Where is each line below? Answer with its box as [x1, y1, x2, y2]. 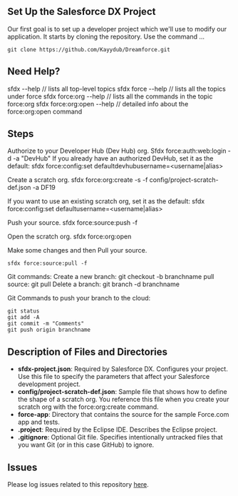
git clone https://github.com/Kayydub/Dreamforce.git [7, 46, 171, 53]
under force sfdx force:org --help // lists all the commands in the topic [7, 92, 213, 101]
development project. [17, 380, 81, 388]
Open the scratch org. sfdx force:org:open [7, 232, 132, 241]
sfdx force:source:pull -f [7, 260, 88, 267]
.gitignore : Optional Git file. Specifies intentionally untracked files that [17, 433, 223, 442]
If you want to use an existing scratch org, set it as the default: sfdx [7, 197, 205, 206]
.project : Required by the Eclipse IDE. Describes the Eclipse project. [17, 425, 218, 434]
